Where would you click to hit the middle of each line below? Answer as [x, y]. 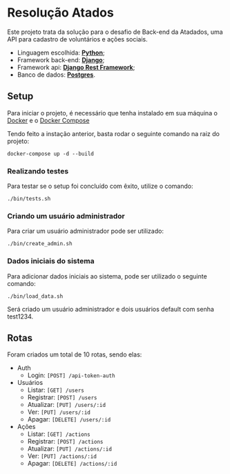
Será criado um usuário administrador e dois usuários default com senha [111, 309]
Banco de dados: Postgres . [56, 75]
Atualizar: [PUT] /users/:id [66, 405]
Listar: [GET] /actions [59, 434]
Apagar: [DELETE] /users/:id [69, 419]
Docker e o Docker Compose [48, 120]
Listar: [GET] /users [56, 390]
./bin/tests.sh [29, 199]
